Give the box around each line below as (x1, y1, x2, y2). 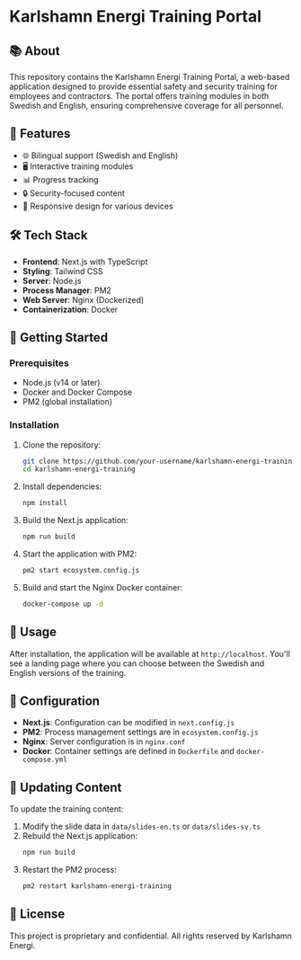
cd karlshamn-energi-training (22, 465, 137, 474)
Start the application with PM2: (22, 548, 137, 559)
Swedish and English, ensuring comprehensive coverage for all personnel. (9, 101, 285, 111)
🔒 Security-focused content (22, 187, 126, 199)
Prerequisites (9, 357, 69, 369)
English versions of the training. (9, 667, 127, 678)
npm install (22, 499, 67, 508)
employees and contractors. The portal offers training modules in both (9, 91, 270, 101)
